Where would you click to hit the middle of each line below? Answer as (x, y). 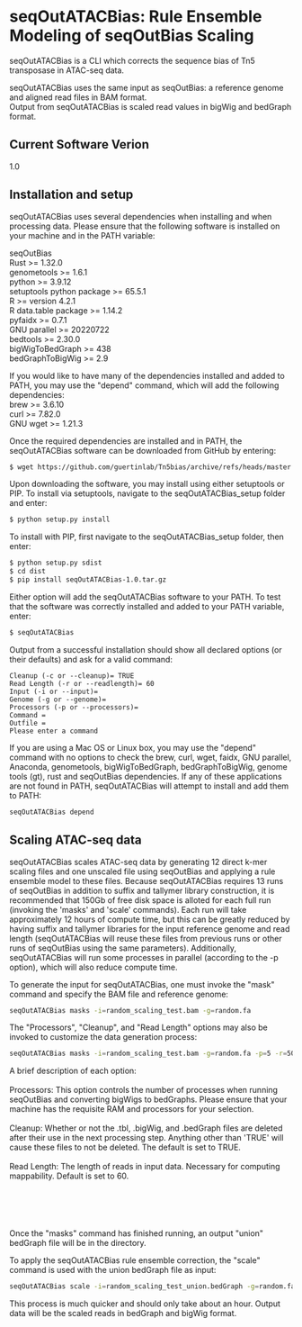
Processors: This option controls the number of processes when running (144, 1090)
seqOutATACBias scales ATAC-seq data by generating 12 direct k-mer (138, 862)
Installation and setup (71, 195)
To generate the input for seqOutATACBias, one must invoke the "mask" (142, 984)
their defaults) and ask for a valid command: (91, 659)
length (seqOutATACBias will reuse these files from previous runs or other (146, 938)
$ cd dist (28, 572)
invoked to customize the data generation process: (103, 1037)
